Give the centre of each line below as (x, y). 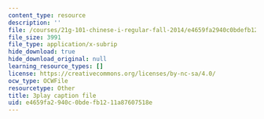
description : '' (35, 23)
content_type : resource (47, 15)
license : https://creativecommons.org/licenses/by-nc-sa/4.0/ (112, 74)
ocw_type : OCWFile (38, 81)
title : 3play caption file (52, 96)
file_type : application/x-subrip (63, 45)
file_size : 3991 (35, 37)
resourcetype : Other (42, 88)
